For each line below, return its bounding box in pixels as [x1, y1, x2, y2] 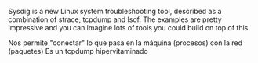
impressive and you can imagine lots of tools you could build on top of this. [8, 23, 251, 32]
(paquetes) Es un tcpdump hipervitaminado [8, 47, 149, 55]
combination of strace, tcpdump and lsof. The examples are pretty [8, 15, 222, 24]
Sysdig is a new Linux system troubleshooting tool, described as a [8, 7, 222, 16]
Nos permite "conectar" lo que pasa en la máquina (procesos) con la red [8, 38, 243, 47]
